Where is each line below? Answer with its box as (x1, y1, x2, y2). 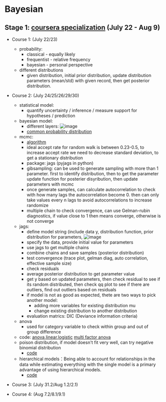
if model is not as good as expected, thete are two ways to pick (26, 292, 156, 298)
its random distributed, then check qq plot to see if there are (26, 281, 150, 287)
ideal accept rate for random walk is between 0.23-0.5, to (26, 144, 145, 150)
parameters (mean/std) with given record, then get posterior (26, 78, 150, 83)
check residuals (26, 266, 59, 271)
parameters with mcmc (26, 181, 74, 187)
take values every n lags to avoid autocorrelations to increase (26, 197, 152, 203)
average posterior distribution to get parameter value (26, 271, 135, 276)
